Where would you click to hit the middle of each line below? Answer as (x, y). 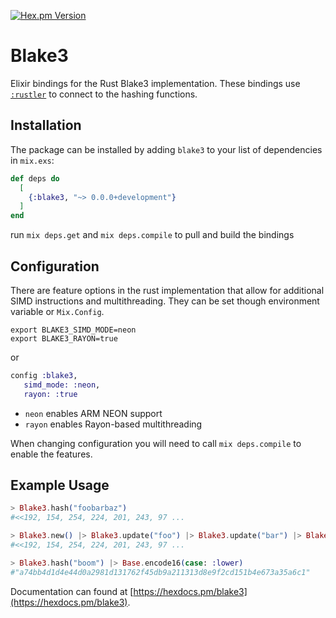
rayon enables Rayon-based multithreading (113, 424)
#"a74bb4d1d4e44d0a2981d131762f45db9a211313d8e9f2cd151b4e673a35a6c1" (160, 572)
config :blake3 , (44, 375)
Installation (46, 125)
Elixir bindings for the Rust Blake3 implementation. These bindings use (155, 83)
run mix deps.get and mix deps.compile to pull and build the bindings (152, 235)
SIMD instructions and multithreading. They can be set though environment (165, 301)
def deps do (35, 178)
